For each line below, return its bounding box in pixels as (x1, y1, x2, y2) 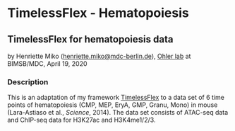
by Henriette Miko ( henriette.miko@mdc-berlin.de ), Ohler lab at (7, 52, 191, 60)
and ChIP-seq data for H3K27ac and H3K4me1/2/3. (7, 115, 156, 125)
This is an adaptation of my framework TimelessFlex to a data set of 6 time (7, 93, 224, 102)
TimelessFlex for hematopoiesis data (7, 33, 174, 45)
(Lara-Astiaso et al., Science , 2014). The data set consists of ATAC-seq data (7, 108, 229, 117)
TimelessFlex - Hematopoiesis (7, 5, 189, 21)
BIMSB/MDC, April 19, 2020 (7, 59, 88, 68)
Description (7, 76, 49, 86)
